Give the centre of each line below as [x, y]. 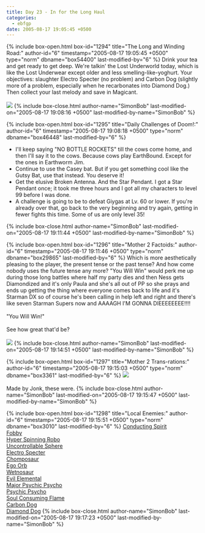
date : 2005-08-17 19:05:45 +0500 [49, 29]
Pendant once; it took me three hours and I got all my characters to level [106, 188]
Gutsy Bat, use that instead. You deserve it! [69, 175]
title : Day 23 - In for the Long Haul [56, 12]
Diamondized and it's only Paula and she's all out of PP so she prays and [98, 284]
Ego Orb [17, 466]
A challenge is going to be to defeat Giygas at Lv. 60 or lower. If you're [104, 201]
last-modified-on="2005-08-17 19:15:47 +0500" [117, 395]
